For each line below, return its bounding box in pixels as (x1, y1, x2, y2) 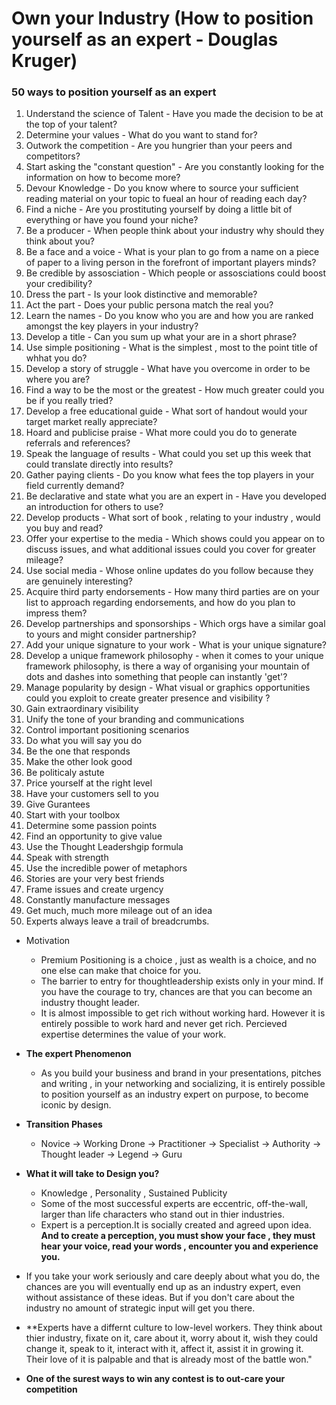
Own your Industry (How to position (11, 7, 314, 30)
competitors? (25, 150, 81, 162)
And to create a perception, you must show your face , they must (40, 1230, 316, 1242)
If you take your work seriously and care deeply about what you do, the (25, 1270, 321, 1282)
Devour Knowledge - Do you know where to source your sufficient (25, 182, 299, 194)
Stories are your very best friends (25, 873, 165, 885)
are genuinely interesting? (25, 575, 134, 587)
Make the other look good (25, 756, 133, 768)
